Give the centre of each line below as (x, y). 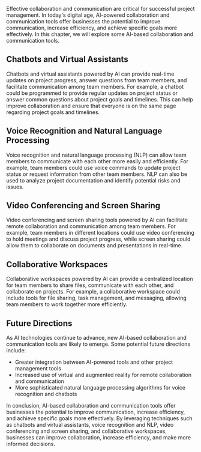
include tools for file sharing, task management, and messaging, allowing (97, 298)
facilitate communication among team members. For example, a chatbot (95, 86)
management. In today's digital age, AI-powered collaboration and (88, 15)
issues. (15, 187)
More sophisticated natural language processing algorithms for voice (100, 388)
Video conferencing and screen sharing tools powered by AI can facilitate (97, 220)
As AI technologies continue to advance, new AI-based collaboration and (97, 338)
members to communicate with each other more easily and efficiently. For (97, 161)
